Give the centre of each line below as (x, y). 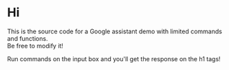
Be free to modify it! (35, 46)
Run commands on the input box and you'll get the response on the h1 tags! (114, 58)
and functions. (28, 38)
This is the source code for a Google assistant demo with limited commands (115, 31)
